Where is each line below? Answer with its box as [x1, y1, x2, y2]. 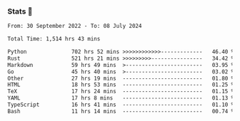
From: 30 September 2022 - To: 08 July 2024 [7, 23, 142, 30]
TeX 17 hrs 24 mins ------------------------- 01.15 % [7, 88, 235, 95]
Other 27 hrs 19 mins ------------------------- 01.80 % [7, 75, 235, 82]
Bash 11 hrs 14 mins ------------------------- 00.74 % [7, 107, 235, 115]
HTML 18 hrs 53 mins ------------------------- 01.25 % [7, 81, 235, 88]
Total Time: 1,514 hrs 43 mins [7, 36, 101, 43]
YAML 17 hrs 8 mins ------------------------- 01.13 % [7, 95, 235, 102]
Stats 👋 [7, 6, 33, 16]
